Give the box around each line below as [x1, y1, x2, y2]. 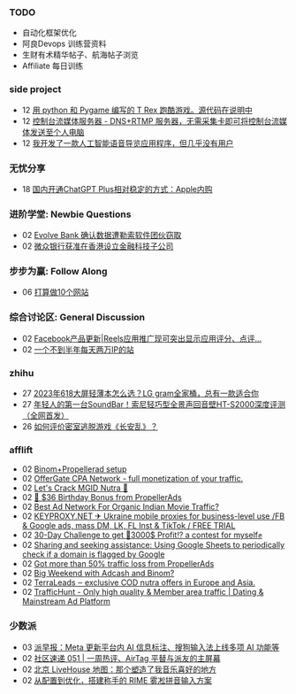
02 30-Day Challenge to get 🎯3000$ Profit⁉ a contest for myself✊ [21, 529, 262, 541]
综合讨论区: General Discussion [9, 312, 146, 324]
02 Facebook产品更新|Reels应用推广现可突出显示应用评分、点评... [21, 333, 262, 343]
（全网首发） [21, 410, 69, 421]
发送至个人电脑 [29, 127, 85, 137]
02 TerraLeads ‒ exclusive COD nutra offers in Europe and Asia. [21, 577, 256, 588]
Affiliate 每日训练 [21, 60, 84, 72]
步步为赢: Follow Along [9, 266, 108, 278]
